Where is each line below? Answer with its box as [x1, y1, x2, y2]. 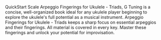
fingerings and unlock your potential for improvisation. [5, 30, 115, 35]
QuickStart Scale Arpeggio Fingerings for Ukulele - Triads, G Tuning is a [5, 4, 151, 10]
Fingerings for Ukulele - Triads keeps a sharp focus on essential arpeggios [5, 19, 156, 25]
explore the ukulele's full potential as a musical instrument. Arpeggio [5, 14, 144, 20]
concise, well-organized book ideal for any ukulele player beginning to [5, 9, 147, 15]
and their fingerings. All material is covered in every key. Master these [5, 25, 146, 30]
